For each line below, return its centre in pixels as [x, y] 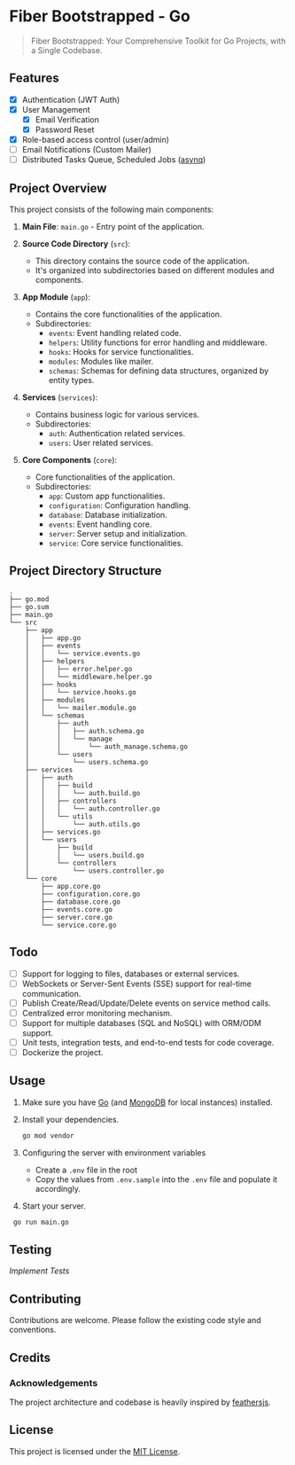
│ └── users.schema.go [87, 762]
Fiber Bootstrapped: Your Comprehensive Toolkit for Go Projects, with [158, 41]
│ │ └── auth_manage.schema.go [107, 747]
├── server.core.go [77, 917]
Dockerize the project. [62, 1052]
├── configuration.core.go [91, 894]
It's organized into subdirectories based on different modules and [155, 270]
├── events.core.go [77, 909]
